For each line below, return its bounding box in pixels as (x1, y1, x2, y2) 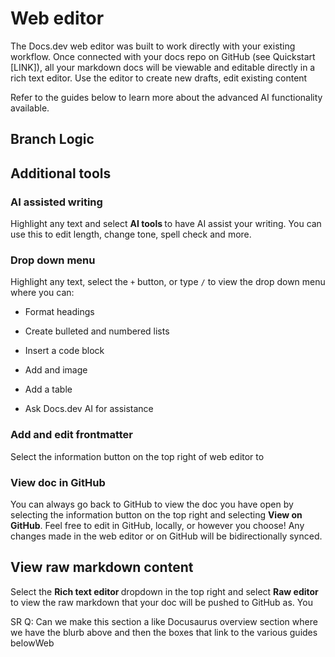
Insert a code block (24, 345, 105, 357)
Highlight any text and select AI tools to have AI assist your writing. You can (10, 218, 322, 230)
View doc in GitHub (10, 475, 106, 489)
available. (10, 102, 50, 114)
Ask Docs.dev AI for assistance (24, 403, 154, 415)
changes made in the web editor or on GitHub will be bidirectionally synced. (10, 530, 323, 542)
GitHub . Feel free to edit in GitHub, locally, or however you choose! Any (10, 519, 305, 531)
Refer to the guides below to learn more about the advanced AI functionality (10, 91, 323, 103)
